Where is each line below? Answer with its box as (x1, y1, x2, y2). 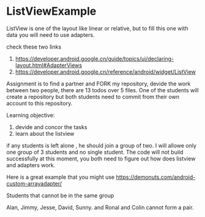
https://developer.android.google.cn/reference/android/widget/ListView (15, 68, 196, 75)
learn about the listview (15, 130, 75, 137)
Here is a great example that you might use (6, 173, 115, 181)
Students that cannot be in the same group (6, 192, 114, 199)
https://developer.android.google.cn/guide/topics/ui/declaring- (15, 55, 174, 62)
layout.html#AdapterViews (15, 61, 83, 69)
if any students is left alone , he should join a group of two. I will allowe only (6, 141, 197, 149)
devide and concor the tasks (15, 123, 88, 130)
